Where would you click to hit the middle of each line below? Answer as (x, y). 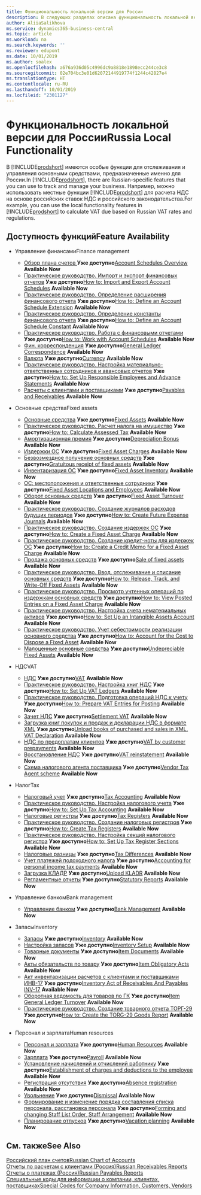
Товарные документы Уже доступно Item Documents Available (104, 951)
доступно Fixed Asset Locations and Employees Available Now (102, 489)
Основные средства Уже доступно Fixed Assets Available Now (104, 419)
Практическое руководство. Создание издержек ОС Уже (98, 527)
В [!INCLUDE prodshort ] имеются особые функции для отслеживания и (96, 167)
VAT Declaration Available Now (63, 735)
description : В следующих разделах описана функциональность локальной (97, 17)
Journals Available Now (54, 521)
